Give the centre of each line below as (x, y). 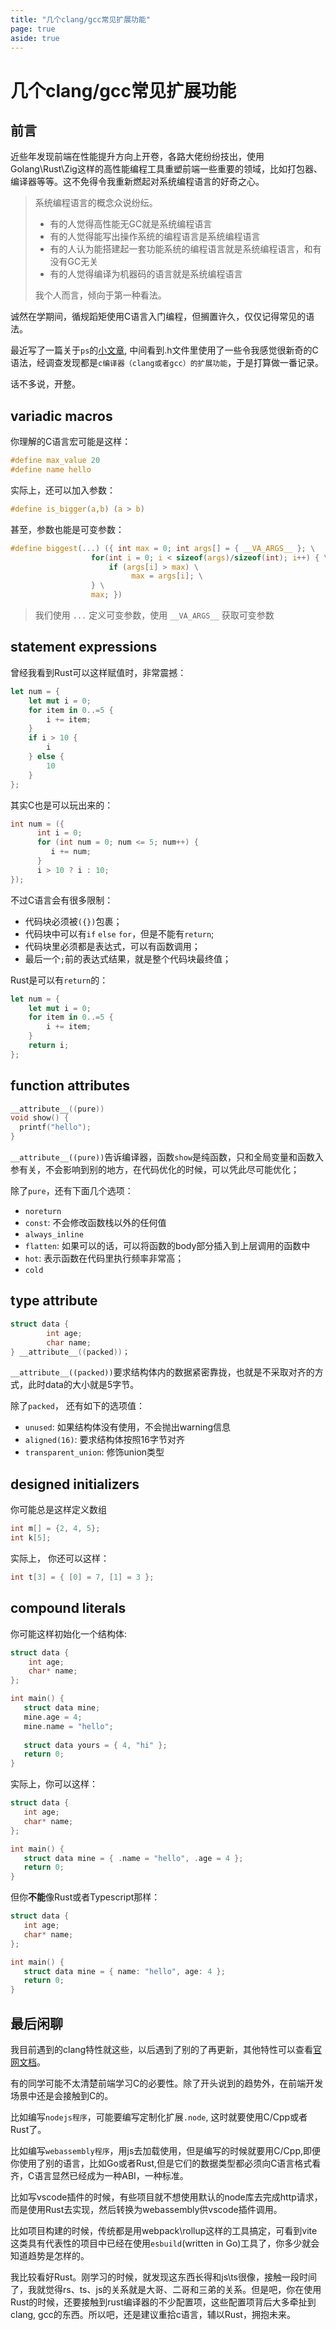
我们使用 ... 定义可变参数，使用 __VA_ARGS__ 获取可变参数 (154, 615)
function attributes (70, 1086)
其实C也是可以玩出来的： (62, 805)
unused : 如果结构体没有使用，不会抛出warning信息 (128, 1427)
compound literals (68, 1608)
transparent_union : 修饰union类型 (94, 1452)
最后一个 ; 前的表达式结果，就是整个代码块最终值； (128, 958)
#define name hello (51, 470)
